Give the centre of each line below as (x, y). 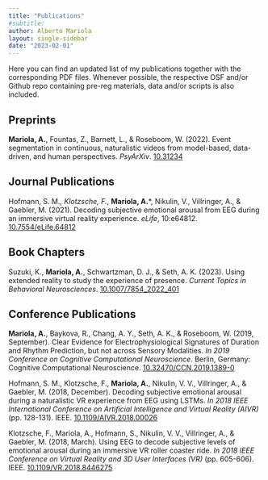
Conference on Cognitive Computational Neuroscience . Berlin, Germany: (130, 359)
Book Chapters (47, 252)
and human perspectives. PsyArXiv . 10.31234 (108, 156)
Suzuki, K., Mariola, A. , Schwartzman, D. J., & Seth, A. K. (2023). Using (127, 272)
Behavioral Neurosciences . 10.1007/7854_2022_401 (94, 289)
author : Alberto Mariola (50, 31)
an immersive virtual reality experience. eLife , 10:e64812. (103, 218)
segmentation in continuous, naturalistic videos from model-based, (120, 148)
